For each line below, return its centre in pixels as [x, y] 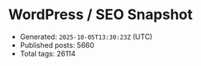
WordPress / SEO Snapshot [100, 15]
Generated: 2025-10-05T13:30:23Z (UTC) [86, 37]
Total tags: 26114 [48, 53]
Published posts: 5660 [57, 45]
